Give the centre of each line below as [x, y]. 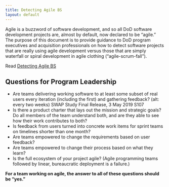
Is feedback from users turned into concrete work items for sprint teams [88, 126]
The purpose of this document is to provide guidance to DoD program [78, 40]
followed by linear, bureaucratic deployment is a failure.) [71, 164]
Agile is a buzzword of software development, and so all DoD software [79, 29]
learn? [19, 153]
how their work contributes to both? [50, 121]
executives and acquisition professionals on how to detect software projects [85, 45]
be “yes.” [15, 179]
